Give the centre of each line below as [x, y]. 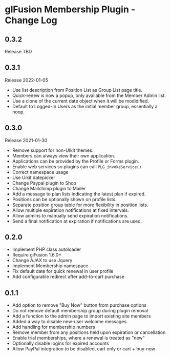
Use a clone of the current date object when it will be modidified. [81, 101]
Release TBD [18, 52]
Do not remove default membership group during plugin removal [80, 311]
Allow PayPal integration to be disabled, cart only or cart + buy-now [84, 349]
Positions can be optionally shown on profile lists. [64, 199]
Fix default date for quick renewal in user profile [63, 271]
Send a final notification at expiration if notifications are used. [77, 221]
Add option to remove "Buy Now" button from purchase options [79, 305]
